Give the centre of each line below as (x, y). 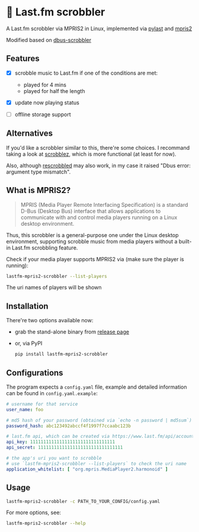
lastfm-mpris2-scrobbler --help (46, 524)
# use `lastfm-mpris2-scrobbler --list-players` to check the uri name (96, 464)
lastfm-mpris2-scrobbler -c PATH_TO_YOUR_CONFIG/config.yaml (83, 501)
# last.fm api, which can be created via (58, 437)
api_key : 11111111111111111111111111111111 (61, 442)
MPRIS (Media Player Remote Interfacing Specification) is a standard (104, 204)
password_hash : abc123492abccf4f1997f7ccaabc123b (69, 426)
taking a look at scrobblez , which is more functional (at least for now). (91, 154)
